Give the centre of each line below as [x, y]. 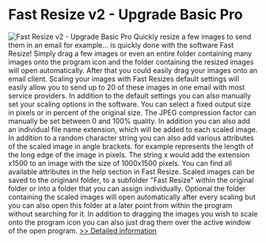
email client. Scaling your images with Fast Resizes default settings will [124, 79]
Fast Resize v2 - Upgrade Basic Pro [125, 15]
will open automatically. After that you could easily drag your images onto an [133, 70]
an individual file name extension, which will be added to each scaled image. [133, 129]
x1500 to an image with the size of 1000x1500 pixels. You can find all [120, 163]
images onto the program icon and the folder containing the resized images [131, 62]
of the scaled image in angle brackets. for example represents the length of [131, 146]
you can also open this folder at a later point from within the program [120, 205]
